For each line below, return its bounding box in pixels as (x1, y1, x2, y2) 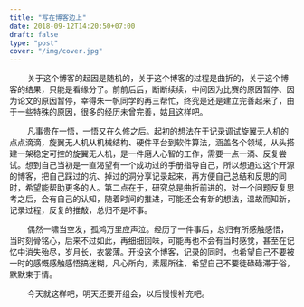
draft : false (9, 30, 59, 39)
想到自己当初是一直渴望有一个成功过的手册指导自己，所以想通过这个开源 (24, 160, 295, 171)
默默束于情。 (9, 269, 57, 280)
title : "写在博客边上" (9, 13, 87, 23)
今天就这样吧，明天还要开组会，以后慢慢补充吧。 (26, 288, 210, 299)
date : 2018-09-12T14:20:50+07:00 (9, 22, 136, 31)
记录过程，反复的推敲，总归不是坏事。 (9, 205, 152, 216)
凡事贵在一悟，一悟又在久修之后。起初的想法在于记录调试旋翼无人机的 (26, 126, 290, 136)
